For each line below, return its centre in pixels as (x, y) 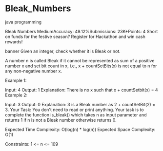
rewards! (14, 41)
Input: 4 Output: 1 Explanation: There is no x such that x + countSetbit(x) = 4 (81, 90)
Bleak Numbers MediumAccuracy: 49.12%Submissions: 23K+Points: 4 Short (81, 31)
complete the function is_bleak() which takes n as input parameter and (76, 114)
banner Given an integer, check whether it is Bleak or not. (63, 51)
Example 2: (16, 95)
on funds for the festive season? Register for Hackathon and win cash (75, 37)
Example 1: (16, 80)
